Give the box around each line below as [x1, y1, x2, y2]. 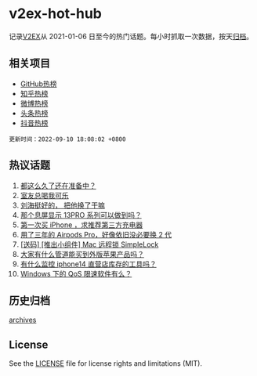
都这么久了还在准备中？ [20, 181, 96, 190]
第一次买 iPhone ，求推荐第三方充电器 [20, 220, 143, 230]
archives [9, 315, 37, 325]
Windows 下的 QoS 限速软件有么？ [20, 269, 132, 278]
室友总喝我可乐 [20, 190, 69, 200]
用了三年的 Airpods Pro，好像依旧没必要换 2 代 [20, 230, 172, 239]
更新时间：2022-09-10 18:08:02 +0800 [9, 135, 126, 143]
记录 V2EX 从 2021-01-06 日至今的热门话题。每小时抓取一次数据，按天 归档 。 [9, 31, 254, 41]
